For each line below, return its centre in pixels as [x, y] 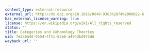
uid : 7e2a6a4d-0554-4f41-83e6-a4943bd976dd [50, 37]
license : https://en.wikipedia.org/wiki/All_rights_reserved [68, 23]
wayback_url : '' [21, 41]
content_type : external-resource [39, 9]
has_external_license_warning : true [42, 18]
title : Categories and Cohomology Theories [50, 32]
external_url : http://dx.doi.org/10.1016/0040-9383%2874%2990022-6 [75, 14]
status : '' [16, 28]
